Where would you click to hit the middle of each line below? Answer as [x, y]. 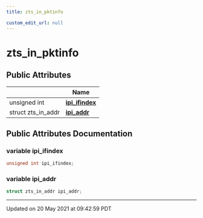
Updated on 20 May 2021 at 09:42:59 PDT [59, 209]
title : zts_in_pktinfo [35, 12]
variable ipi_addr [31, 179]
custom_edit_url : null [35, 23]
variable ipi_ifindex [35, 151]
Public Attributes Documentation [69, 134]
